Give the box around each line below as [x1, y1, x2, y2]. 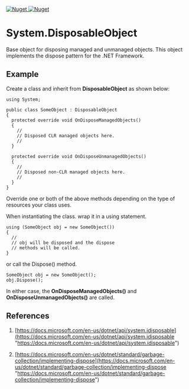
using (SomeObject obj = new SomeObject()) [6, 224, 115, 230]
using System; [6, 97, 41, 102]
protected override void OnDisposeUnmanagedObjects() [11, 153, 146, 159]
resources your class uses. [6, 201, 72, 208]
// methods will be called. [11, 245, 81, 251]
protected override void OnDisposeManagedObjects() [11, 117, 142, 123]
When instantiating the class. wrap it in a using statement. [6, 213, 146, 220]
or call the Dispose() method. [6, 261, 77, 268]
